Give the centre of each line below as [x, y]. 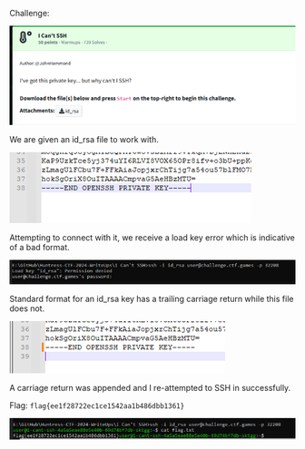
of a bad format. [39, 248]
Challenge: [30, 13]
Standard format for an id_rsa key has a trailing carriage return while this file [152, 299]
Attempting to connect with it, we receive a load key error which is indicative [152, 238]
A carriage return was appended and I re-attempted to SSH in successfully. [150, 388]
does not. [27, 308]
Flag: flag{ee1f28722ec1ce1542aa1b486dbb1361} [97, 405]
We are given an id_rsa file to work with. [84, 140]
